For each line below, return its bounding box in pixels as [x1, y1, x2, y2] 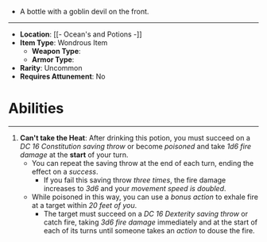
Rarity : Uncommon [19, 63, 83, 72]
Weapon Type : [31, 47, 81, 56]
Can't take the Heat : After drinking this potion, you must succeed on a [19, 133, 250, 142]
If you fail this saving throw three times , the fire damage [43, 175, 226, 185]
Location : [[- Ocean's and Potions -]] [19, 29, 142, 39]
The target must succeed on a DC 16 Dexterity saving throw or [43, 209, 249, 218]
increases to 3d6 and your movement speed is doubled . [43, 183, 226, 193]
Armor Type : [31, 55, 75, 64]
